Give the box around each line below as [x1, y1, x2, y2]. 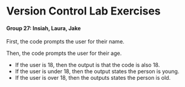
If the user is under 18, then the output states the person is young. [15, 68, 180, 75]
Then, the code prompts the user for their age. [6, 50, 122, 57]
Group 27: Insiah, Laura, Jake [6, 24, 81, 31]
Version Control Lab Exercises [6, 4, 161, 18]
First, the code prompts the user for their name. [6, 38, 125, 45]
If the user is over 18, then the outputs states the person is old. [15, 74, 171, 82]
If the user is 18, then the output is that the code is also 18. [15, 62, 160, 69]
